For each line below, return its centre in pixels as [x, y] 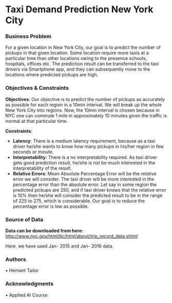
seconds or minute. [33, 152]
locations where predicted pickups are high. [52, 75]
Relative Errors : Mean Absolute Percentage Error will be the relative [84, 173]
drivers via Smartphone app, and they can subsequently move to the [78, 69]
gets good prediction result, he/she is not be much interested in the [84, 163]
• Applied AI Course [26, 295]
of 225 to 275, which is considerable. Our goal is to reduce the [79, 200]
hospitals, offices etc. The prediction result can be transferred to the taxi [82, 64]
